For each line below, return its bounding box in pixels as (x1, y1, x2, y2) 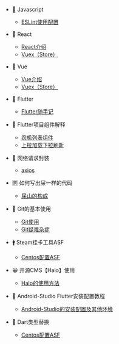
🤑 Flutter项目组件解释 (12, 121, 66, 128)
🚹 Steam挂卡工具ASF (12, 238, 64, 246)
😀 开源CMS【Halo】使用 (12, 267, 75, 274)
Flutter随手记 (21, 108, 53, 115)
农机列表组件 (21, 134, 53, 141)
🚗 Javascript (12, 6, 44, 13)
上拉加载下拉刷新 (21, 142, 64, 149)
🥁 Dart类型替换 (12, 318, 50, 326)
